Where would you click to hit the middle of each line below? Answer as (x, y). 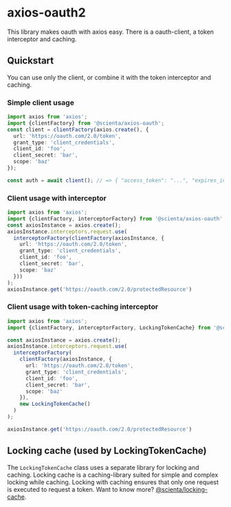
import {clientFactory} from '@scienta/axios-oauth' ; (86, 123)
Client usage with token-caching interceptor (83, 307)
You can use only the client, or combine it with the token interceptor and (109, 77)
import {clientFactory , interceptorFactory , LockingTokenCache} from (109, 328)
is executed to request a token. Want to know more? (81, 489)
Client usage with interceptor (57, 198)
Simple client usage (41, 103)
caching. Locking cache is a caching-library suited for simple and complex (113, 475)
